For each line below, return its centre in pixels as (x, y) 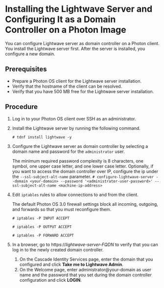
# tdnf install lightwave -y (42, 137)
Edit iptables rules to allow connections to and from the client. (75, 194)
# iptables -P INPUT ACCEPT (41, 218)
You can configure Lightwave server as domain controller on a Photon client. (82, 43)
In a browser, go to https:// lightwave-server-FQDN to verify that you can (85, 244)
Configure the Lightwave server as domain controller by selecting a (80, 146)
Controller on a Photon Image (66, 30)
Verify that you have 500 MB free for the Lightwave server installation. (83, 91)
